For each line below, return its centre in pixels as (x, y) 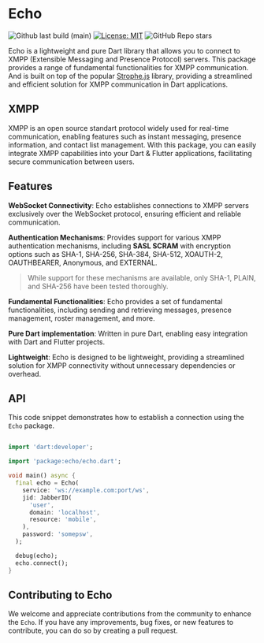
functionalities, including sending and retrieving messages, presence (120, 310)
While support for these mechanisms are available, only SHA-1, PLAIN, (141, 277)
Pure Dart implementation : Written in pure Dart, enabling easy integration (128, 333)
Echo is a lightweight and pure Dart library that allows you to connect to (124, 50)
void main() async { (42, 476)
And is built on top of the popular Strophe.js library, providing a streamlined (130, 76)
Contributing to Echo (60, 595)
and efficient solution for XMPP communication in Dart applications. (118, 84)
